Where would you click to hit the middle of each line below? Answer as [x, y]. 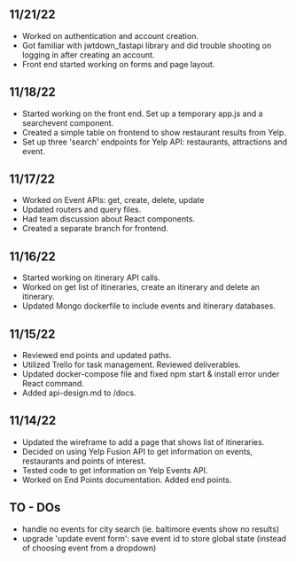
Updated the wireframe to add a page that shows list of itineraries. [143, 441]
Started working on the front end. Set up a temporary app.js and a [142, 113]
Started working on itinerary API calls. [91, 277]
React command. [53, 384]
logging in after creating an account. [88, 55]
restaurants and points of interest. [84, 461]
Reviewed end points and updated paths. [97, 355]
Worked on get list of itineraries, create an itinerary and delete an [140, 287]
